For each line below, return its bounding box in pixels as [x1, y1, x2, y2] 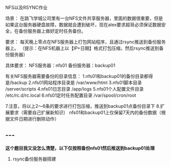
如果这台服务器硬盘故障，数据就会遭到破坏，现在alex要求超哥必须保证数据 [5, 22, 162, 27]
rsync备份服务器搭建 [12, 156, 56, 162]
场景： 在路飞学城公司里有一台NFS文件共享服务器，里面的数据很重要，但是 [5, 15, 163, 21]
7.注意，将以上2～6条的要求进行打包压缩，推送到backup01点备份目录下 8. [5, 103, 161, 109]
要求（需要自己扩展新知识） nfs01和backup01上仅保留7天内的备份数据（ [9, 109, 162, 116]
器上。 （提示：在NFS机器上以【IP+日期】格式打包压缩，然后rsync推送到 [5, 45, 159, 51]
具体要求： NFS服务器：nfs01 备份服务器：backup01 [5, 63, 116, 68]
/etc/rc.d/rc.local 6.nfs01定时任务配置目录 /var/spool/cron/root [5, 92, 136, 98]
